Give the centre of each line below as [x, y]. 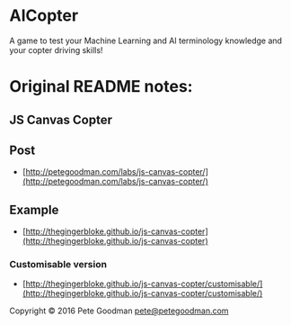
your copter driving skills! [56, 50]
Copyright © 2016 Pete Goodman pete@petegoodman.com [119, 311]
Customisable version [58, 265]
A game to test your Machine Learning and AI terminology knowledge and [146, 41]
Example [34, 209]
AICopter [44, 16]
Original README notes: [101, 87]
